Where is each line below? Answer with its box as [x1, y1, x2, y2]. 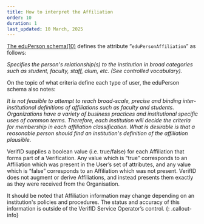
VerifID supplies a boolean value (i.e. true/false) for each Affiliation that [7, 148, 185, 155]
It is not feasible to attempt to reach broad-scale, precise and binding [7, 97, 182, 105]
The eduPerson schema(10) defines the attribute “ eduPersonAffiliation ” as [7, 43, 196, 50]
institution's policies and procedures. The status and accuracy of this [7, 198, 180, 206]
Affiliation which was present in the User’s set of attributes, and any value [7, 161, 191, 168]
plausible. [7, 136, 32, 144]
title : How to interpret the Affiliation [7, 9, 114, 15]
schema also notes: [7, 86, 56, 93]
